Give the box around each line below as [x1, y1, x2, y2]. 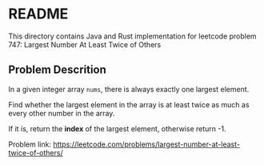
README [8, 5, 69, 23]
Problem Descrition [8, 63, 106, 77]
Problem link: [8, 139, 52, 149]
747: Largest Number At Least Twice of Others [8, 39, 162, 49]
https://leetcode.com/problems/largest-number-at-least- [53, 139, 240, 149]
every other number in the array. [8, 108, 115, 118]
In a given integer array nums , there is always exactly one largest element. [8, 84, 250, 94]
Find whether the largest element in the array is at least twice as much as [8, 99, 250, 109]
